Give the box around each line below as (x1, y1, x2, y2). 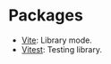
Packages (8, 5, 84, 26)
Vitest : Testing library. (21, 44, 102, 54)
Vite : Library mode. (21, 35, 93, 45)
